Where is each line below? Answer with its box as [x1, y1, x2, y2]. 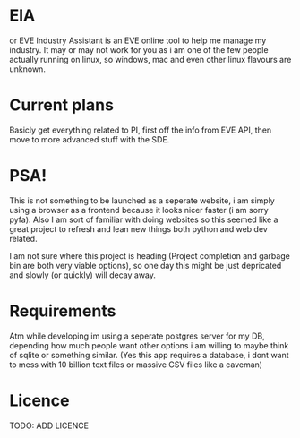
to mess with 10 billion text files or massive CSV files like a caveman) [9, 359, 262, 370]
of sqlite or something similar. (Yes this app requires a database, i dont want [9, 349, 289, 360]
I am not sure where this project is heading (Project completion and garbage [9, 250, 291, 261]
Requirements [9, 301, 116, 321]
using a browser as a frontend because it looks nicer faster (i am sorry [9, 204, 269, 215]
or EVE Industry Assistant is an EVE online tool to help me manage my [9, 35, 267, 46]
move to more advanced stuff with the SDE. [9, 133, 170, 144]
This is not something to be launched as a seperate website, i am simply [9, 194, 275, 206]
